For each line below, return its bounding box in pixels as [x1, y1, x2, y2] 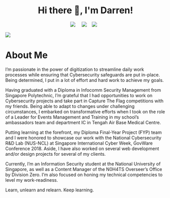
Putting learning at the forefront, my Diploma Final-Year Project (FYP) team [5, 129, 162, 135]
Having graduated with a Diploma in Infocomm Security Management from [5, 87, 161, 93]
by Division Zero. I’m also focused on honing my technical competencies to [5, 172, 163, 178]
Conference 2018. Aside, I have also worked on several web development [5, 145, 159, 152]
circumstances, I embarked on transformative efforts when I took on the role [5, 108, 165, 115]
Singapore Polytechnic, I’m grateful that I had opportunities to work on [5, 92, 153, 98]
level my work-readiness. [5, 177, 59, 183]
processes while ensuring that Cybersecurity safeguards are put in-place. [5, 71, 160, 78]
